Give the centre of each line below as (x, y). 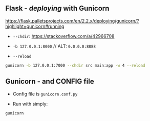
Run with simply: (30, 104)
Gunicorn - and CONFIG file (50, 82)
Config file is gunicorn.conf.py (45, 94)
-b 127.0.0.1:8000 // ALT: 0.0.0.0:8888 (54, 46)
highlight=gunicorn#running (35, 26)
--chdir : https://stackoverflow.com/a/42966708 (63, 36)
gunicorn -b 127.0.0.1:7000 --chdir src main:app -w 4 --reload (75, 65)
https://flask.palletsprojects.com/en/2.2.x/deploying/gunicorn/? (72, 21)
